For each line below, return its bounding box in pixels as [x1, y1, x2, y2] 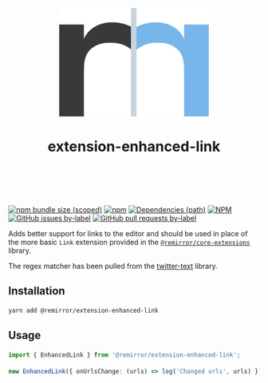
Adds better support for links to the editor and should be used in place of [8, 229, 248, 238]
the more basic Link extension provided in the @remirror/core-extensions [8, 238, 250, 247]
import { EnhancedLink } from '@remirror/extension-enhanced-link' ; [8, 350, 241, 359]
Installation [8, 284, 65, 298]
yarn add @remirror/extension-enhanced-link [8, 306, 159, 314]
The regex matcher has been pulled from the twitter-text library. [8, 262, 218, 270]
